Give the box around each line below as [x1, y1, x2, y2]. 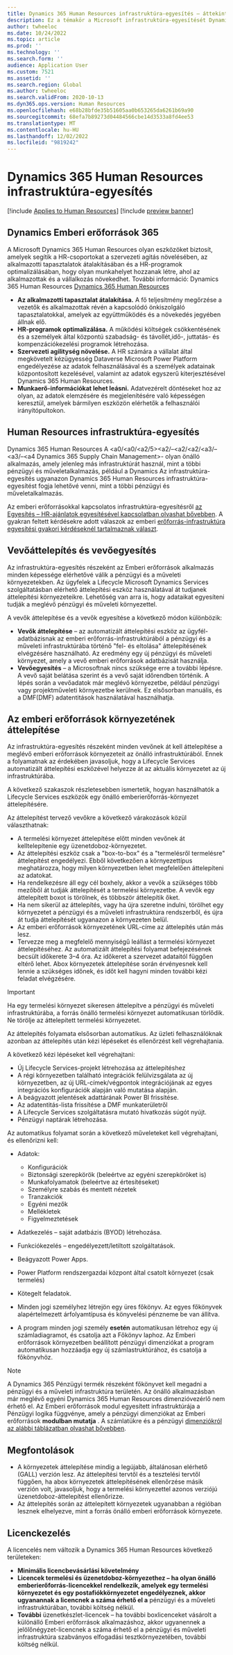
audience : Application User [7, 62, 89, 69]
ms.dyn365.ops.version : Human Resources [7, 101, 126, 108]
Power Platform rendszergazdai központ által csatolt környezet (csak [17, 1268, 214, 1277]
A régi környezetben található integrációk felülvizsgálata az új [17, 1071, 193, 1080]
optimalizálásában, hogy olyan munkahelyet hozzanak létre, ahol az [7, 267, 200, 275]
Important [7, 988, 35, 996]
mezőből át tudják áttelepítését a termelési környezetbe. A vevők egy [17, 886, 215, 894]
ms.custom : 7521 [7, 68, 54, 75]
